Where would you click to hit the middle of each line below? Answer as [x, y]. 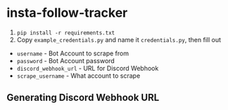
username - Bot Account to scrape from [73, 53]
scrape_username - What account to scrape [78, 76]
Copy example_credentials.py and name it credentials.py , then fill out [119, 39]
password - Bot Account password [66, 60]
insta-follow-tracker [67, 13]
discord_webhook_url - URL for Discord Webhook [88, 68]
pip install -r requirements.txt [66, 33]
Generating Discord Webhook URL [83, 98]
